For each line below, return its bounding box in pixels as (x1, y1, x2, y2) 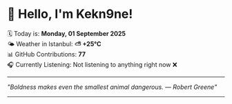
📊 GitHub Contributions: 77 (7, 50, 86, 58)
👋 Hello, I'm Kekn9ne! (7, 6, 133, 22)
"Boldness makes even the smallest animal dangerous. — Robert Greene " (7, 83, 217, 91)
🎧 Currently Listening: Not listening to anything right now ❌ (7, 60, 177, 68)
